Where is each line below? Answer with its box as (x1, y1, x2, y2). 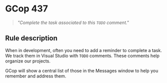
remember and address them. (5, 73, 66, 79)
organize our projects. (5, 58, 51, 64)
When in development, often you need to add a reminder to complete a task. (5, 47, 162, 53)
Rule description (5, 34, 57, 42)
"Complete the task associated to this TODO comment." (17, 19, 129, 25)
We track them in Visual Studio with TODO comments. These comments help (5, 52, 160, 58)
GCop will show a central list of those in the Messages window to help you (5, 67, 158, 73)
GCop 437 (5, 3, 48, 14)
